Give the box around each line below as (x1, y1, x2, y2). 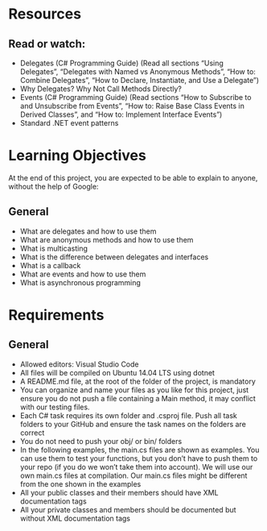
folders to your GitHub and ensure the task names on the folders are (19, 419, 247, 429)
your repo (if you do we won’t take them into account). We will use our (19, 462, 253, 471)
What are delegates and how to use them (19, 226, 157, 236)
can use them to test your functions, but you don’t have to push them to (19, 453, 258, 463)
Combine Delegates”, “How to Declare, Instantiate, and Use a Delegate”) (19, 76, 260, 85)
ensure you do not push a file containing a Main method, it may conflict (19, 393, 256, 403)
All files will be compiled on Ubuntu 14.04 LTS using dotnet (19, 367, 216, 377)
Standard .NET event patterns (19, 118, 119, 127)
